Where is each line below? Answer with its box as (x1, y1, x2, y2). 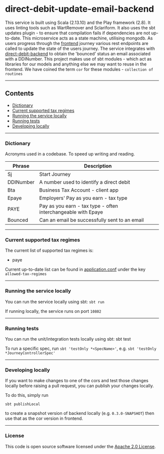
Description (83, 163, 112, 170)
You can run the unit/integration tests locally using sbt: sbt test (5, 336, 131, 342)
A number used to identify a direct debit (39, 179, 130, 186)
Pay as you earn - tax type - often (39, 203, 119, 210)
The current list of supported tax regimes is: (5, 248, 94, 254)
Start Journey (39, 171, 71, 178)
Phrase (12, 163, 30, 170)
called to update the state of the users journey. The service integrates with (5, 45, 155, 51)
